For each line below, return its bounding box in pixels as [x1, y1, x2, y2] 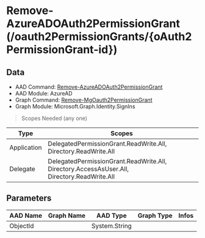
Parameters [6, 193, 52, 204]
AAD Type [96, 211, 127, 220]
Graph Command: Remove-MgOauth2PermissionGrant [15, 96, 153, 103]
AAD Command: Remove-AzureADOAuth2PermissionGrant [15, 83, 163, 91]
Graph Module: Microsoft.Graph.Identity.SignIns [15, 103, 135, 110]
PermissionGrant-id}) [6, 43, 118, 57]
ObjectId [9, 221, 34, 230]
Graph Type [137, 211, 173, 220]
